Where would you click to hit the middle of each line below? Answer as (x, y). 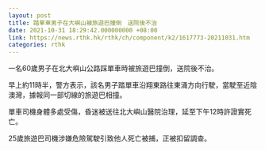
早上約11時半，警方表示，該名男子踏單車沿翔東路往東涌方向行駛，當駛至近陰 (133, 85)
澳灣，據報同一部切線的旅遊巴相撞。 (67, 95)
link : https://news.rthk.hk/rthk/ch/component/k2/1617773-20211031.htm (129, 37)
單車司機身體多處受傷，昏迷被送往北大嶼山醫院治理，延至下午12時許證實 (127, 112)
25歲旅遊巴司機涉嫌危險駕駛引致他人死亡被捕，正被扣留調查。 (110, 138)
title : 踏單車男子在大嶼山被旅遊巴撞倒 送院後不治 (83, 23)
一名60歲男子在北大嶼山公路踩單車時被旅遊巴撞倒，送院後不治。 (113, 69)
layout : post (30, 15)
